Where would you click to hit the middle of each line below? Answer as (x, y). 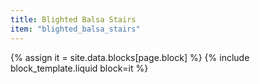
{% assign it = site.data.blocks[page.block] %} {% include (130, 57)
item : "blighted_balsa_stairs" (75, 29)
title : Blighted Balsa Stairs (73, 19)
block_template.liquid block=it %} (79, 68)
